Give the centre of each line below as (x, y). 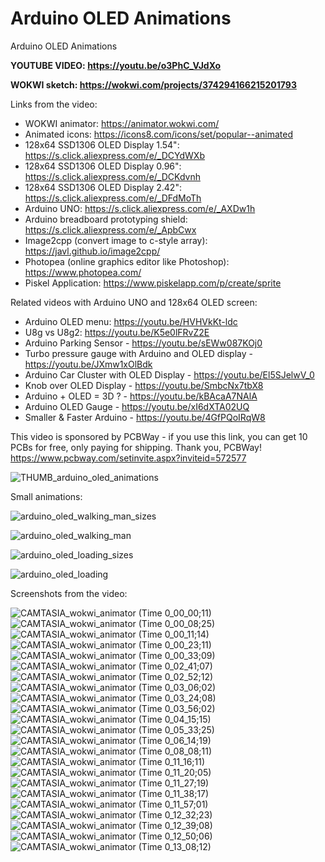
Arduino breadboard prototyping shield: (106, 219)
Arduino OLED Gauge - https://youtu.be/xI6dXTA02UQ (137, 406)
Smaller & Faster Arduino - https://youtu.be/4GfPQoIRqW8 (145, 417)
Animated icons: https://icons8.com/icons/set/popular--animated (158, 134)
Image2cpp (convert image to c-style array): (116, 240)
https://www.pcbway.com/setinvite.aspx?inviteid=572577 (128, 458)
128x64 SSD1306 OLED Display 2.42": (103, 187)
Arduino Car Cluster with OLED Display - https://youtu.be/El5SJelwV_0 (169, 374)
